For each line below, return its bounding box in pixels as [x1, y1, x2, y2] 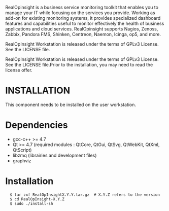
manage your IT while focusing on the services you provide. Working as [5, 10, 156, 16]
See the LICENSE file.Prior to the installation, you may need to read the [5, 62, 153, 67]
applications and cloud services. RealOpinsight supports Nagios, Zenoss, [5, 26, 158, 32]
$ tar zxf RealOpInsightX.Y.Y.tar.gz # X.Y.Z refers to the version [10, 192, 160, 197]
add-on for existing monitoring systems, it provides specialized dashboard [5, 15, 161, 21]
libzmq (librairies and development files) [12, 152, 97, 158]
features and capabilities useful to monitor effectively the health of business [5, 20, 164, 26]
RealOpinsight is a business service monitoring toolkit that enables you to [5, 5, 159, 10]
